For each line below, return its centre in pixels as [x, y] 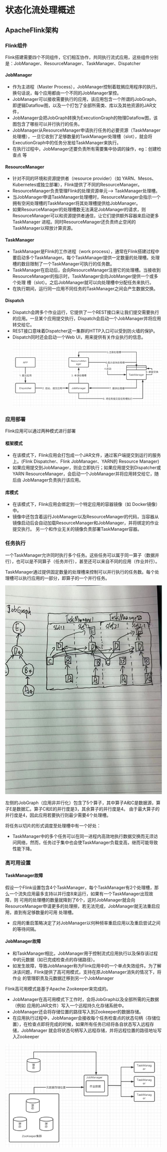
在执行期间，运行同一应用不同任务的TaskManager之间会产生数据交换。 [85, 289]
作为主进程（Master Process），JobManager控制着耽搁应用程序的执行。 [86, 87]
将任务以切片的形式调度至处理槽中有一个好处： [53, 825]
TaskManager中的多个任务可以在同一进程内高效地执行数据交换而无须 [83, 836]
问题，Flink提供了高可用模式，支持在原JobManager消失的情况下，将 [91, 972]
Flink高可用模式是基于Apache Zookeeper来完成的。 [58, 989]
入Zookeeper [26, 1037]
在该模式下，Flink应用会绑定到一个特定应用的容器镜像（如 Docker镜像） [86, 504]
